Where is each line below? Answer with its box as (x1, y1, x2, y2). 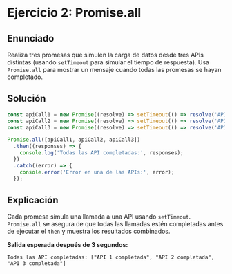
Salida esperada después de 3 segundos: (7, 241, 128, 249)
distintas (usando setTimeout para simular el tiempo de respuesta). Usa (7, 58, 209, 66)
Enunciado (7, 33, 55, 44)
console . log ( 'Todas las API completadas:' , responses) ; (19, 149, 184, 156)
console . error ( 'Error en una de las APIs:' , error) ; (19, 168, 175, 176)
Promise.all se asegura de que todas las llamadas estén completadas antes (7, 220, 224, 228)
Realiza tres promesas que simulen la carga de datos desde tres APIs (7, 51, 204, 59)
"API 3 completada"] (7, 260, 67, 267)
